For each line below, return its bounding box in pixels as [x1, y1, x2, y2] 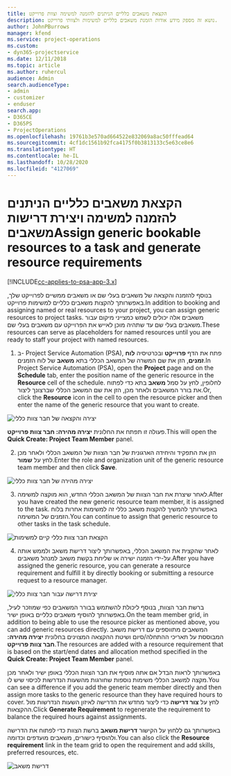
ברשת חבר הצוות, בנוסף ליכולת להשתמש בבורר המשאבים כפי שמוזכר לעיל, [7, 603, 205, 611]
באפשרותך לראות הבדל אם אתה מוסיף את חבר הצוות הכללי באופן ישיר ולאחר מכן [7, 668, 221, 677]
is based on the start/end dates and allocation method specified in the [7, 647, 208, 656]
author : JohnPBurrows [7, 23, 70, 30]
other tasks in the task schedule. [17, 519, 111, 528]
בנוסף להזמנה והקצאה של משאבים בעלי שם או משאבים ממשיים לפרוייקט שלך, [7, 291, 212, 299]
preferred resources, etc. [7, 748, 79, 757]
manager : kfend [7, 29, 51, 37]
